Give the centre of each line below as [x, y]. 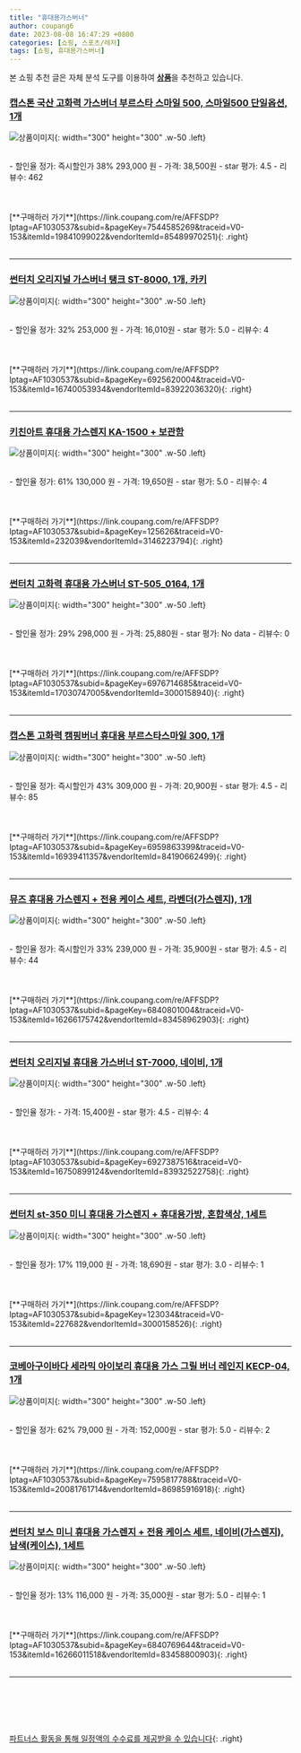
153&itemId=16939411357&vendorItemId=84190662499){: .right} [128, 856]
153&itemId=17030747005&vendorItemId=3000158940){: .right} [127, 693]
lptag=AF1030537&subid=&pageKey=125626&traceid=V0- [116, 532]
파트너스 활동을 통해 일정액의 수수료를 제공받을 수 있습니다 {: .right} [126, 1739]
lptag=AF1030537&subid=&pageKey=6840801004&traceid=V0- [127, 1010]
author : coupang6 [42, 26]
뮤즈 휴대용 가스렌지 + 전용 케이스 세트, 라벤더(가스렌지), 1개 [131, 899]
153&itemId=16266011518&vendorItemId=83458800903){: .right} [129, 1654]
